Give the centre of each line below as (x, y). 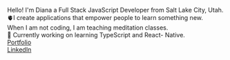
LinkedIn (19, 50)
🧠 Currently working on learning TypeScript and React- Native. (96, 35)
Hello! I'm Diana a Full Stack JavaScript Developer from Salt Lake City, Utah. (115, 10)
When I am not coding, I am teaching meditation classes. (88, 28)
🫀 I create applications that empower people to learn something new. (105, 18)
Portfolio (19, 42)
